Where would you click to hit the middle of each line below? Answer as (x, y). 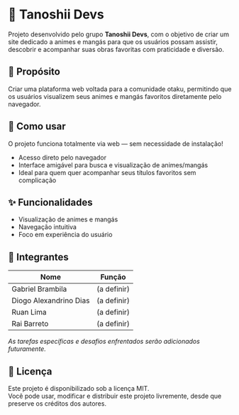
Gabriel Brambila (39, 289)
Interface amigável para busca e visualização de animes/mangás (113, 165)
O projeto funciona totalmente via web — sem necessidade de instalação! (116, 143)
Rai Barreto (30, 324)
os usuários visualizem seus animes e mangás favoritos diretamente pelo (115, 96)
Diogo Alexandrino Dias (51, 300)
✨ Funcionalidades (50, 202)
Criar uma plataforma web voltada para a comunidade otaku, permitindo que (120, 89)
